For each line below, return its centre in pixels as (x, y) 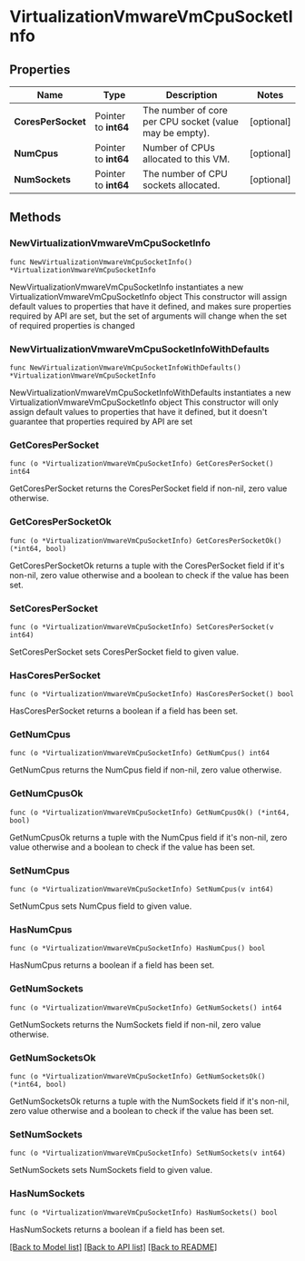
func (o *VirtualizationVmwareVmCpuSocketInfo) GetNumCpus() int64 (140, 754)
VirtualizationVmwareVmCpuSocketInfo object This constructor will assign (148, 296)
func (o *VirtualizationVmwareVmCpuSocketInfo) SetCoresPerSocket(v (142, 627)
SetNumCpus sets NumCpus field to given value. (101, 906)
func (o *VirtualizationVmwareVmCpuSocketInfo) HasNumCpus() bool (138, 949)
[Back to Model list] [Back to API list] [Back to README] (113, 1246)
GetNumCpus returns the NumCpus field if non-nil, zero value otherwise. (146, 770)
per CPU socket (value (190, 122)
